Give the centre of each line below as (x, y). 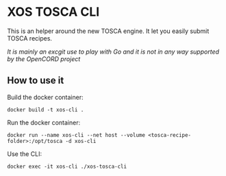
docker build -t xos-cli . (46, 110)
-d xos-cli (81, 141)
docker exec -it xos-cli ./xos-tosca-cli (67, 166)
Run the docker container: (44, 122)
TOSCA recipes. (30, 38)
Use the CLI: (25, 154)
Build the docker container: (45, 97)
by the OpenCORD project (44, 58)
